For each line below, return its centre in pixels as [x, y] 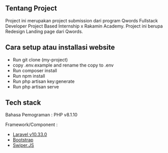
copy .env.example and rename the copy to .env [63, 65]
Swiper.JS [23, 145]
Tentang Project [31, 8]
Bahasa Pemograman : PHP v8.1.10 [41, 115]
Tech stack [23, 103]
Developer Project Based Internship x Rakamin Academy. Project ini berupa [84, 26]
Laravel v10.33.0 [30, 135]
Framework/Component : [32, 125]
